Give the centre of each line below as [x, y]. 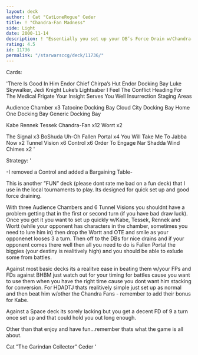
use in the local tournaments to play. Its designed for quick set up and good [98, 190]
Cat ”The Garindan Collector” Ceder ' [51, 346]
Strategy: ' [19, 160]
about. [14, 335]
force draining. [24, 195]
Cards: [14, 72]
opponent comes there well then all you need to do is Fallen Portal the [91, 244]
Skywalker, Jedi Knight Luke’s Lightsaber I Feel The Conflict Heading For [94, 89]
